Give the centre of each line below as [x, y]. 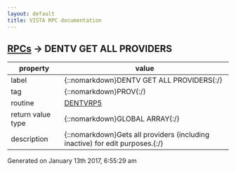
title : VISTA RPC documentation [54, 20]
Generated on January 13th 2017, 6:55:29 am [72, 161]
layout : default [31, 14]
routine [22, 103]
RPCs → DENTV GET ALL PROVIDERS [90, 49]
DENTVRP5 [83, 103]
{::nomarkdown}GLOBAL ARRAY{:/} [122, 119]
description [29, 139]
